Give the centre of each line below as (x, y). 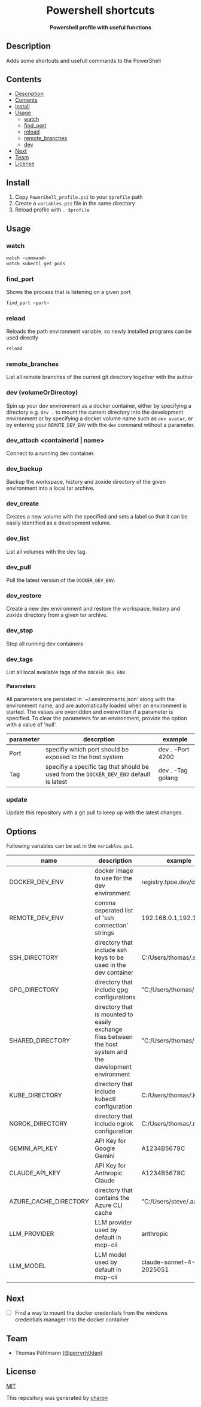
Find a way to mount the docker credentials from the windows (91, 1313)
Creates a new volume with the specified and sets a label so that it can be (97, 517)
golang (168, 778)
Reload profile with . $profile (52, 210)
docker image (114, 871)
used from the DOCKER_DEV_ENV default (98, 774)
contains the (112, 1198)
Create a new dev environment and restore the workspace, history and (93, 609)
